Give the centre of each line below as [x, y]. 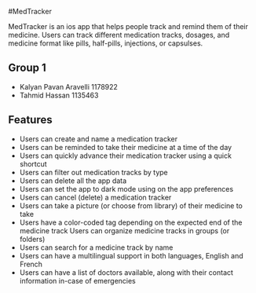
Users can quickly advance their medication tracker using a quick [125, 156]
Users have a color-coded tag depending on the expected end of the [131, 222]
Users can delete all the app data [73, 181]
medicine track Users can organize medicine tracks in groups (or [124, 230]
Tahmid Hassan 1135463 [59, 95]
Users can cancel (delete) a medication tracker [95, 197]
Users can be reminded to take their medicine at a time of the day [126, 147]
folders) [32, 239]
